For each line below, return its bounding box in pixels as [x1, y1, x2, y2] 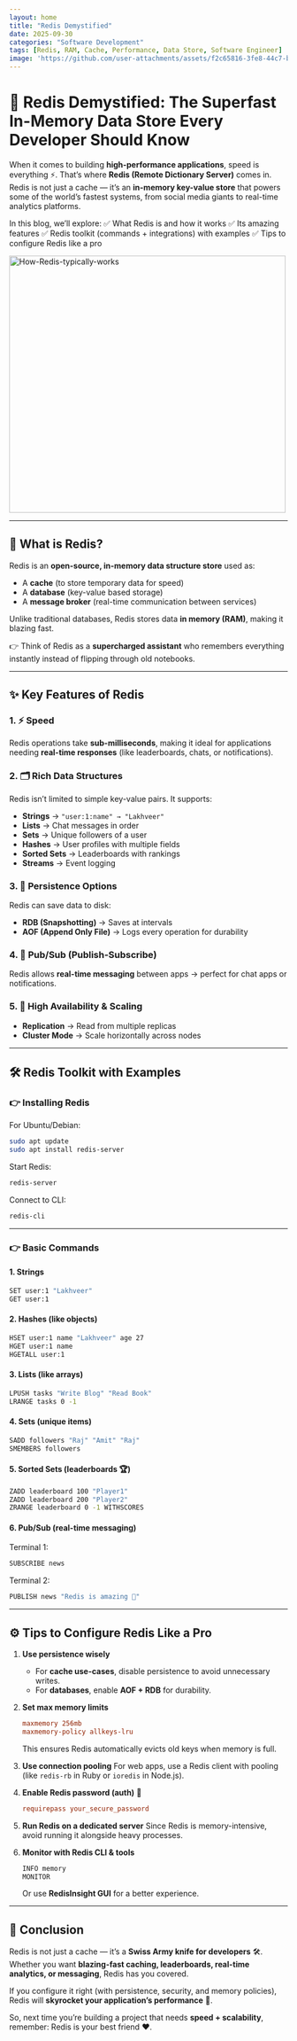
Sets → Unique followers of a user [21, 830, 148, 840]
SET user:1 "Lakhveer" [9, 1286, 93, 1295]
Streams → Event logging [21, 857, 117, 869]
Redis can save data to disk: [9, 900, 111, 911]
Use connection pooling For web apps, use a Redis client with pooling [21, 1760, 278, 1771]
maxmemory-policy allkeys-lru [21, 1727, 134, 1736]
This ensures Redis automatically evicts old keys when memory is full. [21, 1743, 277, 1754]
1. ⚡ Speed [9, 714, 55, 727]
